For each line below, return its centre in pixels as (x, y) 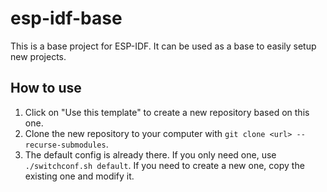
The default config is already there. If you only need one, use (150, 154)
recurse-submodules (65, 145)
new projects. (38, 56)
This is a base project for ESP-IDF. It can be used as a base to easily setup (163, 46)
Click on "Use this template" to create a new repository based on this (167, 112)
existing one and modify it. (79, 176)
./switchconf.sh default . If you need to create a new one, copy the (164, 165)
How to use (46, 88)
